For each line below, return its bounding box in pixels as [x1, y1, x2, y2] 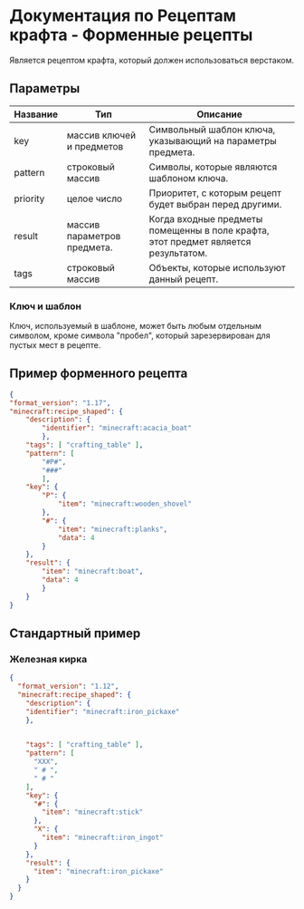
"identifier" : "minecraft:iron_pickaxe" [25, 707, 180, 716]
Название [14, 108, 59, 121]
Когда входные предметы [148, 212, 263, 225]
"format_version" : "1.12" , [17, 682, 119, 691]
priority [14, 192, 45, 205]
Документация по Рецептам [9, 5, 237, 26]
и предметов [66, 140, 124, 152]
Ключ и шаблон [9, 300, 82, 313]
